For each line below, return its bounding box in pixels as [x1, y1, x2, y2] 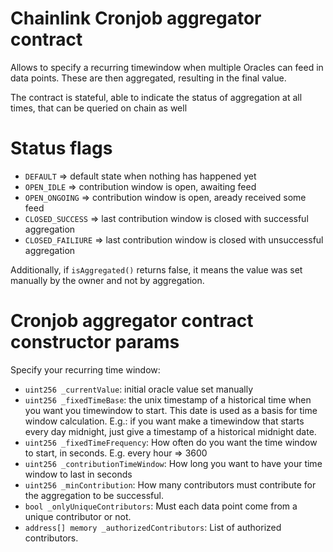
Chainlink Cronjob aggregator [10, 7, 262, 30]
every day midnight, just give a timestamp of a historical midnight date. [24, 425, 317, 437]
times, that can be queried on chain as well [10, 102, 188, 114]
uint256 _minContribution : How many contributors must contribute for [24, 478, 317, 491]
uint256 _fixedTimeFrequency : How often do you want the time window [24, 436, 318, 448]
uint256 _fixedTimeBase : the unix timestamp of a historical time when [24, 393, 312, 406]
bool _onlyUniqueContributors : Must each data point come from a [24, 500, 298, 512]
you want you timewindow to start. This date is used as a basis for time [24, 404, 318, 416]
